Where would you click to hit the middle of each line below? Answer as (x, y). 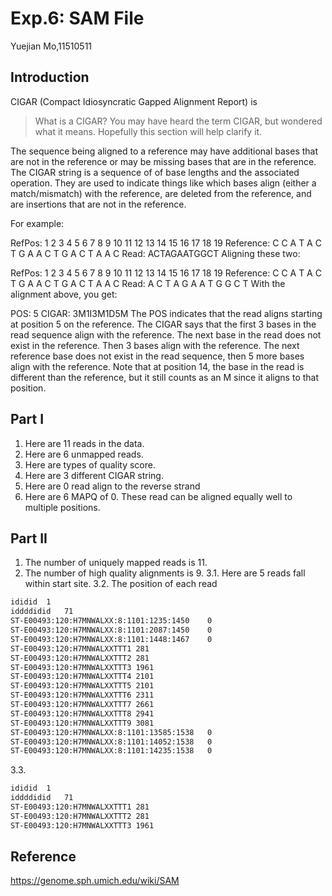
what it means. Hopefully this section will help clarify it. (148, 131)
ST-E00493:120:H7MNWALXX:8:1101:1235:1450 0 (111, 621)
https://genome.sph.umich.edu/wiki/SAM (95, 881)
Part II (29, 538)
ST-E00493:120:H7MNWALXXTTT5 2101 (82, 686)
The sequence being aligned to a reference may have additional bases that (164, 151)
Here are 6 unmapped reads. (84, 454)
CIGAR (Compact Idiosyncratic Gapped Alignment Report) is (134, 101)
